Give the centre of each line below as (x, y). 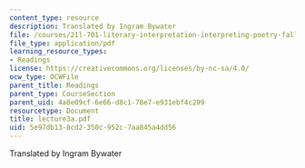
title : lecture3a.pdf (50, 119)
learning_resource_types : (58, 52)
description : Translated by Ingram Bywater (93, 26)
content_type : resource (54, 18)
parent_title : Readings (54, 85)
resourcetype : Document (54, 111)
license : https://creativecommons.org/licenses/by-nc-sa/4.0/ (129, 69)
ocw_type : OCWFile (44, 77)
